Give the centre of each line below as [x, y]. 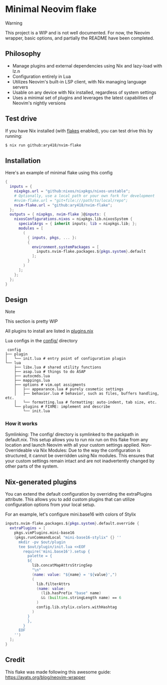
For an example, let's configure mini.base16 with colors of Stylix [71, 514]
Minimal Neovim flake [51, 9]
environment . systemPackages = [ [65, 247]
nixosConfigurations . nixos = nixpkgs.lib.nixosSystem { [74, 219]
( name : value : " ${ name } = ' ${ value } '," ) [74, 575]
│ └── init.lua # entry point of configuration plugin [66, 359]
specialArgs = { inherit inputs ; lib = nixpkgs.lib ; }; [78, 224]
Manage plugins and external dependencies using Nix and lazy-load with [87, 65]
